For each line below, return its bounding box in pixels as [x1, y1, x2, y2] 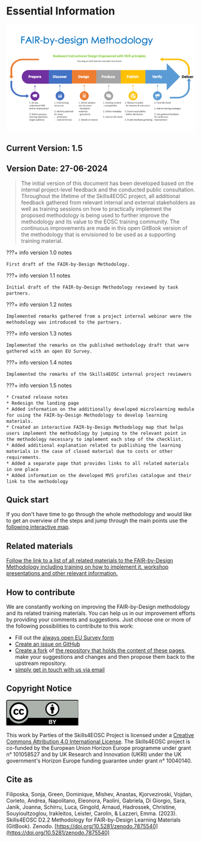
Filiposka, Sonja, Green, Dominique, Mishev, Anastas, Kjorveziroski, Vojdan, [6, 790, 193, 797]
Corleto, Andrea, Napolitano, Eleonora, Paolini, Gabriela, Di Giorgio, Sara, [6, 797, 187, 804]
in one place [6, 466, 39, 472]
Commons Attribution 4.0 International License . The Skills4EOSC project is [6, 738, 191, 745]
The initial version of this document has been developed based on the [20, 179, 194, 187]
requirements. [6, 454, 42, 460]
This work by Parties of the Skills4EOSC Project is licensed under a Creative [6, 731, 194, 738]
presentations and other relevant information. [6, 570, 118, 577]
